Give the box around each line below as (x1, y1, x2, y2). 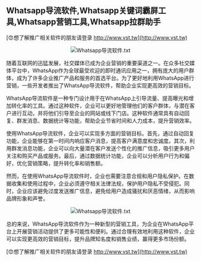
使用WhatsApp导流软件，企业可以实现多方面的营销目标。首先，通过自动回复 (6, 129, 194, 136)
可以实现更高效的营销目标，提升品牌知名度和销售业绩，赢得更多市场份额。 (6, 235, 190, 242)
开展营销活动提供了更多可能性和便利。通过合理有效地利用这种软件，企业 (16, 227, 195, 235)
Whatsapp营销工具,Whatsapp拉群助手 (17, 17, 162, 27)
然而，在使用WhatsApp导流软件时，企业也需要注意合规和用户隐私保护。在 (6, 172, 190, 180)
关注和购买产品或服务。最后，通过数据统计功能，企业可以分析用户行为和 (6, 152, 184, 159)
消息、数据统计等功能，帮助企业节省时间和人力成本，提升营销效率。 (26, 117, 195, 124)
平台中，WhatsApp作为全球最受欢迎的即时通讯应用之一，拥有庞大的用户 (11, 66, 190, 74)
